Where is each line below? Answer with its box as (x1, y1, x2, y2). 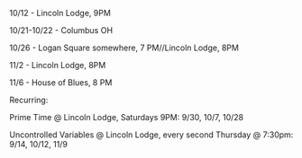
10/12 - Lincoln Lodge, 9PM (9, 8, 111, 18)
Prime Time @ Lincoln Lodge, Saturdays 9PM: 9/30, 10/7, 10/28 (9, 112, 244, 122)
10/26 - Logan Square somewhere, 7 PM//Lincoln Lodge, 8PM (9, 42, 239, 53)
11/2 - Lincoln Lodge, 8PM (9, 60, 106, 70)
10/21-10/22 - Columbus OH (9, 25, 114, 35)
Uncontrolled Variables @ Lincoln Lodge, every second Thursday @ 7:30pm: (9, 129, 294, 140)
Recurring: (9, 94, 49, 105)
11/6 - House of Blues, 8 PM (9, 77, 113, 88)
